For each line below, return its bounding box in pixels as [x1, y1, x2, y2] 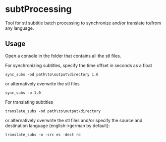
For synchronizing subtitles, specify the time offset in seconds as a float [5, 62, 152, 68]
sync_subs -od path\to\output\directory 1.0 [5, 72, 99, 77]
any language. [5, 25, 34, 31]
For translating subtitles [5, 99, 54, 105]
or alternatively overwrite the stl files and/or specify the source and [5, 117, 143, 123]
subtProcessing [5, 3, 72, 15]
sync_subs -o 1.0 [5, 90, 41, 95]
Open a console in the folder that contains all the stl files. [5, 53, 121, 59]
